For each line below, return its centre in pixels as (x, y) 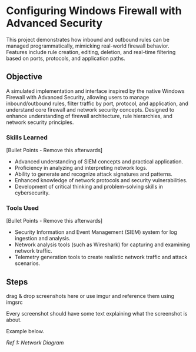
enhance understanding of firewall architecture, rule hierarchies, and (89, 116)
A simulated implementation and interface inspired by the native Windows (95, 91)
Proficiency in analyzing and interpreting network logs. (81, 168)
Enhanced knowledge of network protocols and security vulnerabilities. (101, 180)
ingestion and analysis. (42, 239)
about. (14, 320)
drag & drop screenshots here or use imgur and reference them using (90, 296)
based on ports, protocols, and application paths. (66, 58)
